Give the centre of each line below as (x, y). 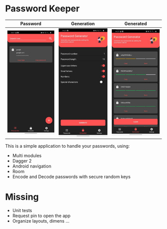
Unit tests (22, 211)
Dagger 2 (22, 161)
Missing (22, 197)
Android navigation (32, 166)
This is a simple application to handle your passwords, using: (68, 146)
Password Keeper (42, 9)
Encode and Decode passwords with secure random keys (71, 177)
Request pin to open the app (41, 216)
